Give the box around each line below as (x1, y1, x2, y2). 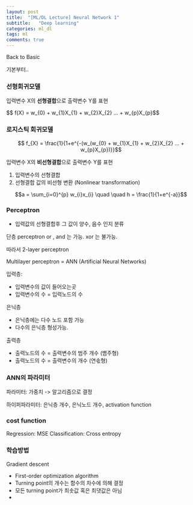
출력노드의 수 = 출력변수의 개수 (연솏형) (14, 357, 108, 364)
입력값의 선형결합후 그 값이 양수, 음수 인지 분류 (14, 220, 124, 227)
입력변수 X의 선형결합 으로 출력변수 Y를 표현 (6, 97, 108, 104)
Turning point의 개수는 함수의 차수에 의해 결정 (14, 479, 124, 486)
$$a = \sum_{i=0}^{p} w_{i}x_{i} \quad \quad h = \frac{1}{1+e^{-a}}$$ (14, 190, 188, 198)
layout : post (6, 8, 39, 15)
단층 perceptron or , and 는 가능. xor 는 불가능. (6, 233, 118, 240)
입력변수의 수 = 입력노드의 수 (14, 290, 83, 298)
